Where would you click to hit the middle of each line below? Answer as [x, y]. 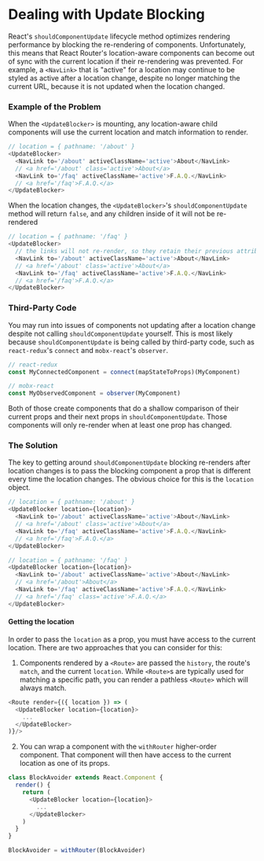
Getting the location [41, 622]
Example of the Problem [55, 106]
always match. [43, 688]
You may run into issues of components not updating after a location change [132, 325]
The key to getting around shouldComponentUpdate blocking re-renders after [130, 462]
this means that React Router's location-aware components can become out [132, 53]
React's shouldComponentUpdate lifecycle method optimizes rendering [119, 36]
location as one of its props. [64, 763]
